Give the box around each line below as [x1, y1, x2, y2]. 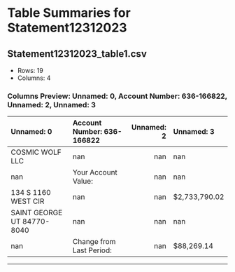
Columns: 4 [17, 74, 51, 82]
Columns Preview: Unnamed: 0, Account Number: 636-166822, [7, 91, 227, 101]
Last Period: [72, 245, 112, 255]
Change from [72, 237, 116, 247]
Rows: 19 [17, 67, 43, 74]
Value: [72, 177, 93, 186]
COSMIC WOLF [10, 147, 62, 157]
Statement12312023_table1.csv [7, 48, 147, 60]
